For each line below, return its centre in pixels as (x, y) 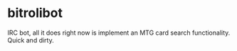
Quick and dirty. (31, 40)
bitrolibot (35, 13)
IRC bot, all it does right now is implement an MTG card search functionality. (119, 33)
